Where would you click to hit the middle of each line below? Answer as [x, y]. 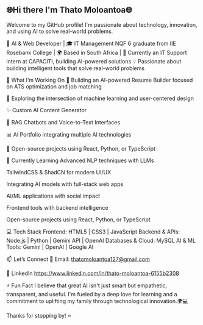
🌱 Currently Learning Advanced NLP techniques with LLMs [80, 160]
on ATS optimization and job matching [54, 86]
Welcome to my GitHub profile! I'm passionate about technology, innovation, [102, 24]
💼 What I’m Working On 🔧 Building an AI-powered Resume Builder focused [100, 80]
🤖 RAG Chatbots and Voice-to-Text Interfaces [63, 122]
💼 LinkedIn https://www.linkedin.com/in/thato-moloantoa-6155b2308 [93, 273]
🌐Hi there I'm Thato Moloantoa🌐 [69, 10]
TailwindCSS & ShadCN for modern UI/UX [59, 172]
